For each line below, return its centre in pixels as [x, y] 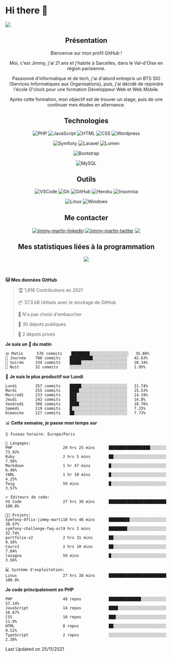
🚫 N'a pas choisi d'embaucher [50, 314]
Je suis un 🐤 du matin [28, 344]
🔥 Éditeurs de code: [27, 497]
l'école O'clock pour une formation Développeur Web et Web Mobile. [86, 89]
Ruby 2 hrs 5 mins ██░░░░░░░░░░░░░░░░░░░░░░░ [86, 457]
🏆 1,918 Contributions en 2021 [50, 290]
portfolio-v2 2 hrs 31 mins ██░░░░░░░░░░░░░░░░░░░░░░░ [86, 537]
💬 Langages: [18, 443]
